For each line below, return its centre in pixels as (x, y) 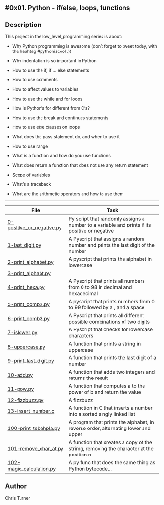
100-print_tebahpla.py (34, 429)
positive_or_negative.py (35, 228)
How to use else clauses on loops (46, 127)
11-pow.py (21, 389)
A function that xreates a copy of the (110, 442)
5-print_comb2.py (29, 304)
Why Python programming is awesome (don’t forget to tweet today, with (84, 46)
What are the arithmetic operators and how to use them (68, 194)
